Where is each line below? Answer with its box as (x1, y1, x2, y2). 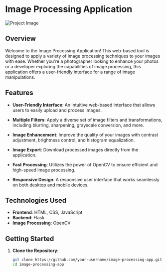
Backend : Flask (12, 215, 45, 221)
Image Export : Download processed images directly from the (12, 146, 139, 152)
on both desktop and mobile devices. (12, 182, 89, 188)
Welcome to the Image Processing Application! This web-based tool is (5, 47, 150, 53)
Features (5, 89, 33, 97)
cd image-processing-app (12, 262, 64, 267)
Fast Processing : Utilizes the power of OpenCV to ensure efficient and (12, 161, 158, 167)
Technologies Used (5, 196, 66, 205)
